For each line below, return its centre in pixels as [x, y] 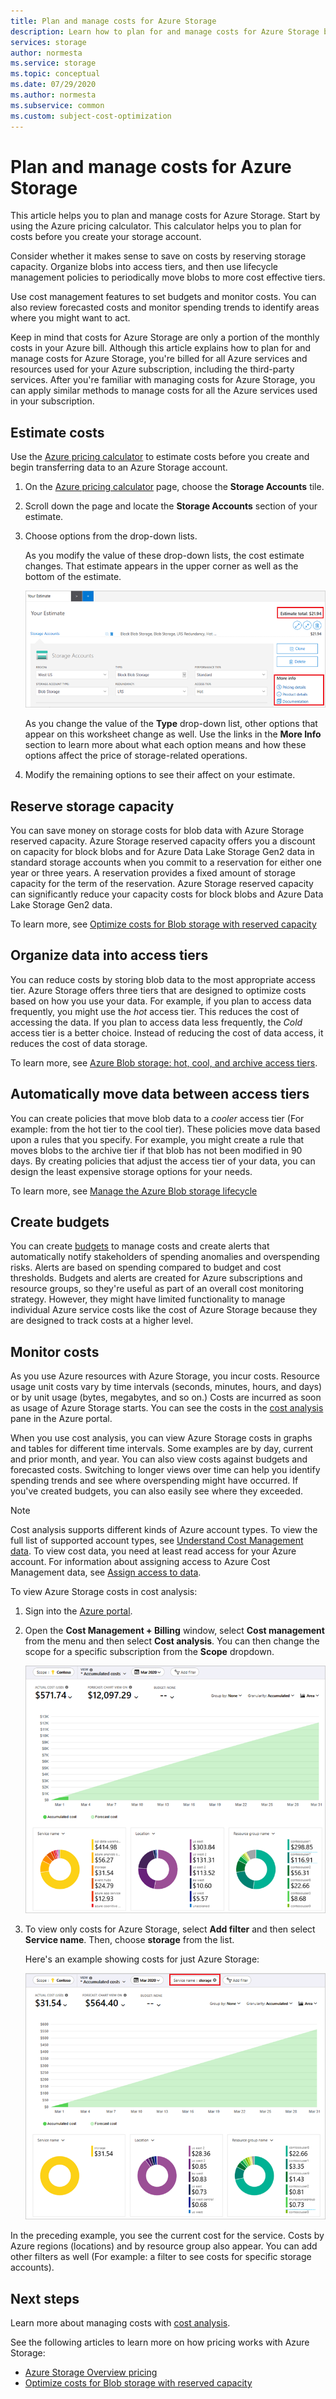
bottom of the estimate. [73, 577]
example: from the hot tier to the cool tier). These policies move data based [165, 1129]
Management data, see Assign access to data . [106, 1572]
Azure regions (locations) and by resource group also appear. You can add [164, 2246]
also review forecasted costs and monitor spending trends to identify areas [165, 307]
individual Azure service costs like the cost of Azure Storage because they [164, 1310]
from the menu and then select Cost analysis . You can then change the [172, 1641]
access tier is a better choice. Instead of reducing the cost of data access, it [167, 1032]
